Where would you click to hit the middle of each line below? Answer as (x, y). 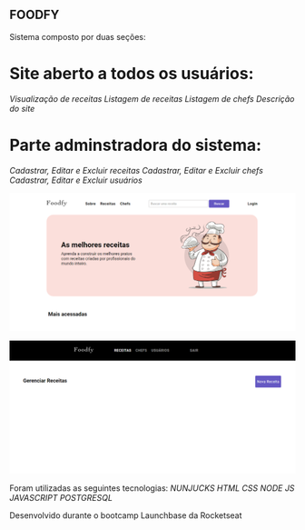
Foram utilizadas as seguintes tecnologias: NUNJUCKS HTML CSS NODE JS (152, 488)
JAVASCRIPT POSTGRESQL (61, 498)
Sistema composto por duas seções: (78, 36)
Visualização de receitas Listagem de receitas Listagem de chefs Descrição (152, 98)
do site (22, 108)
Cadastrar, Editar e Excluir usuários (76, 180)
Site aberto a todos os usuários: (132, 74)
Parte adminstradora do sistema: (135, 145)
